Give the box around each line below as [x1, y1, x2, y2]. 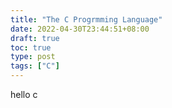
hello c [10, 89, 38, 100]
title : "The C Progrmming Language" [10, 14, 163, 25]
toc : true [10, 42, 52, 53]
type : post [10, 52, 56, 62]
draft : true [10, 33, 60, 43]
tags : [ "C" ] [10, 61, 60, 71]
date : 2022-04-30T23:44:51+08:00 [10, 24, 150, 34]
